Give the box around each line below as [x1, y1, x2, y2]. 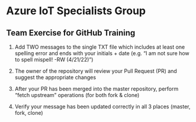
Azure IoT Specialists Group [6, 4, 146, 18]
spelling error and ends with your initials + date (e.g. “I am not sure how [14, 50, 189, 57]
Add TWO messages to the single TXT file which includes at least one [14, 43, 185, 50]
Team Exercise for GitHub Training [6, 28, 136, 38]
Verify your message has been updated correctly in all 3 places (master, [14, 103, 191, 110]
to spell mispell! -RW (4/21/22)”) [14, 56, 94, 63]
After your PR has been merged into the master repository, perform [14, 85, 179, 92]
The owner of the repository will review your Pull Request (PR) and [14, 68, 178, 75]
